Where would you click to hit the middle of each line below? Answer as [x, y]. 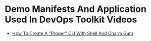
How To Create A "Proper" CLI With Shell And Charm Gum [72, 33]
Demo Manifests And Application [76, 9]
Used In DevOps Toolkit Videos [71, 20]
